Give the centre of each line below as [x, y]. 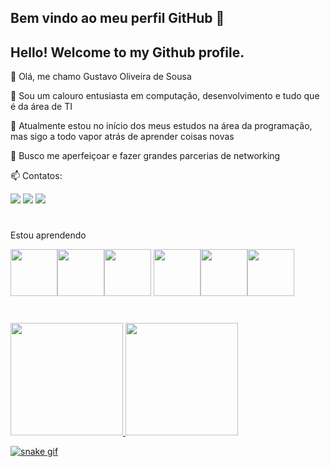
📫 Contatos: [36, 176]
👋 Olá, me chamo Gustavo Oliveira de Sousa [101, 77]
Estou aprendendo [48, 235]
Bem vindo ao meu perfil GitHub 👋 [117, 18]
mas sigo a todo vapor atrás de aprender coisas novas [122, 137]
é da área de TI [41, 107]
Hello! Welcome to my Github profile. [127, 52]
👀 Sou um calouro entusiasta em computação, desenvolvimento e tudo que [165, 96]
